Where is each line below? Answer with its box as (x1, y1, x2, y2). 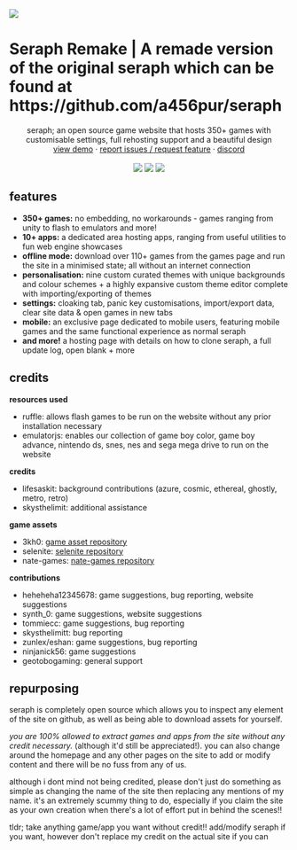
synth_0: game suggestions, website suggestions (21, 608, 202, 619)
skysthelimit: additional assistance (21, 502, 148, 512)
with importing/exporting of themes (21, 288, 152, 299)
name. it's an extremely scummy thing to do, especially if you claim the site (9, 795, 284, 806)
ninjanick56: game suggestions (21, 646, 137, 657)
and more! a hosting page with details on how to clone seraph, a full (21, 335, 272, 346)
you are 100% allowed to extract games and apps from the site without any (9, 731, 285, 742)
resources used (9, 394, 68, 404)
